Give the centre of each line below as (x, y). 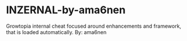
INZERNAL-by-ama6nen (66, 10)
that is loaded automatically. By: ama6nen (56, 32)
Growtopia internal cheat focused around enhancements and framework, (94, 26)
